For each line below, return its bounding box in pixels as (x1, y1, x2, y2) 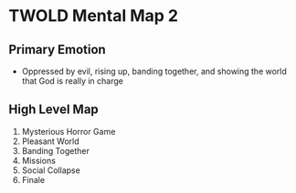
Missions (21, 155, 57, 166)
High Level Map (8, 102, 100, 117)
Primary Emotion (8, 42, 106, 57)
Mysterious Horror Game (21, 126, 116, 137)
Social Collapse (21, 165, 81, 176)
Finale (21, 174, 46, 185)
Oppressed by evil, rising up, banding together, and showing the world (21, 66, 287, 76)
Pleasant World (21, 136, 79, 147)
